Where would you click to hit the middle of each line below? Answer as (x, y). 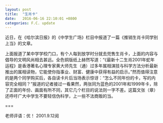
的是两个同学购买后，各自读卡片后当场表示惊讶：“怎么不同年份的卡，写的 (78, 78)
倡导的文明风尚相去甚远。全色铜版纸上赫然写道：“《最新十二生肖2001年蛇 (78, 60)
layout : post (18, 9)
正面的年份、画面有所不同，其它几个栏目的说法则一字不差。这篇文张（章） (83, 90)
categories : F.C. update (30, 23)
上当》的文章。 (20, 44)
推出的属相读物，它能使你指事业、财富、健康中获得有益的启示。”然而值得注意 (81, 72)
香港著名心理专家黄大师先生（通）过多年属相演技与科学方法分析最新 (90, 66)
